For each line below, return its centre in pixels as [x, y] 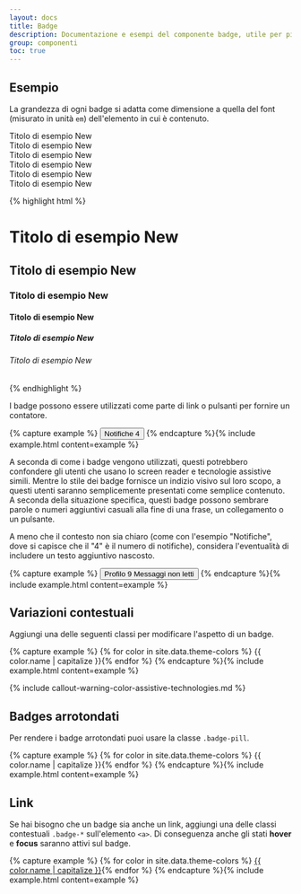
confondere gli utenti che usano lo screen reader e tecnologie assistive [140, 471]
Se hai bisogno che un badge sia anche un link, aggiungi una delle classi [143, 824]
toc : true [28, 51]
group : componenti [43, 43]
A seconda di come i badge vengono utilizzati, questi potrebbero [129, 461]
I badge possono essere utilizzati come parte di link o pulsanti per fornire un [150, 406]
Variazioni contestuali [72, 613]
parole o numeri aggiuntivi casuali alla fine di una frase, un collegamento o [146, 509]
